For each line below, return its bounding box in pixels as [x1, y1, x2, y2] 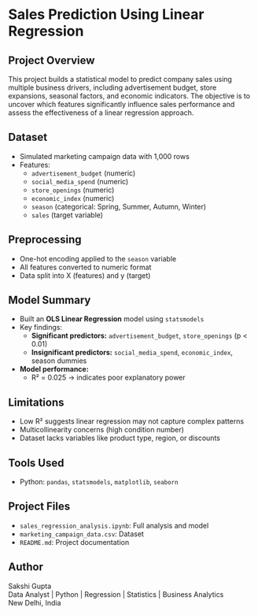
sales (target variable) [31, 210, 104, 220]
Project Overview [8, 54, 95, 67]
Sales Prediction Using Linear [8, 6, 205, 24]
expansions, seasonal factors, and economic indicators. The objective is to [8, 91, 250, 100]
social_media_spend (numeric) [31, 176, 129, 186]
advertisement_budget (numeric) [31, 168, 136, 178]
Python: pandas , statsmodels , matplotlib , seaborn [19, 477, 179, 487]
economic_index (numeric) [31, 193, 115, 202]
